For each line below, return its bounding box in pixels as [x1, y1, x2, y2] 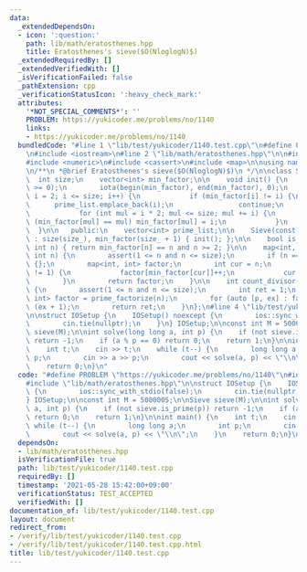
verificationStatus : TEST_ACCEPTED [17, 489, 153, 498]
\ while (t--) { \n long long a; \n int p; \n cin [26, 421, 297, 430]
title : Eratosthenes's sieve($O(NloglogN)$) [26, 48, 198, 57]
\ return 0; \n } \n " [26, 362, 108, 371]
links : [26, 124, 51, 133]
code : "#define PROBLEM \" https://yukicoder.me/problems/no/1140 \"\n [17, 370, 288, 379]
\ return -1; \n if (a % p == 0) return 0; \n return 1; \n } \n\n [26, 336, 292, 345]
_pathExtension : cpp [17, 81, 96, 90]
